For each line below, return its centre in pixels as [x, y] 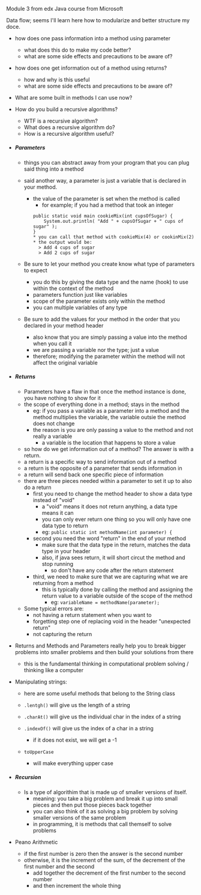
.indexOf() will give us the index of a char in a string [89, 728]
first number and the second [59, 866]
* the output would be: [62, 242]
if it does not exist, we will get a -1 [75, 740]
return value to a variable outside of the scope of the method [117, 596]
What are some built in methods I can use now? [73, 98]
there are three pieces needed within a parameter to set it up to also [108, 481]
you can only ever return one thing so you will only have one [116, 519]
